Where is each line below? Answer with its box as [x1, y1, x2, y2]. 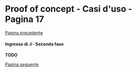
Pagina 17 [5, 14, 44, 25]
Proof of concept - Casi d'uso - [5, 3, 133, 15]
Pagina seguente [5, 62, 39, 68]
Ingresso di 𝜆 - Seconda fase [5, 41, 64, 47]
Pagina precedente [5, 30, 43, 36]
